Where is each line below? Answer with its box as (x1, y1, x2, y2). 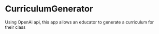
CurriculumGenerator (5, 3, 93, 14)
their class (5, 24, 26, 30)
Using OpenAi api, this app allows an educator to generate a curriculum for (5, 19, 154, 25)
